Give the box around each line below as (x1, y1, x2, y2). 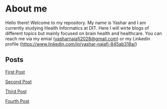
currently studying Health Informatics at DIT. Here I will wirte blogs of (5, 25, 149, 31)
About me (5, 3, 47, 15)
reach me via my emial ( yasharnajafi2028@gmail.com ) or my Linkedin (5, 36, 150, 42)
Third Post (5, 88, 27, 94)
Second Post (5, 78, 32, 84)
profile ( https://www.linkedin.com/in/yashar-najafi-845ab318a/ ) (5, 41, 137, 47)
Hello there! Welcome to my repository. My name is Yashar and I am (5, 20, 146, 26)
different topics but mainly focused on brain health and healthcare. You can (5, 30, 162, 36)
